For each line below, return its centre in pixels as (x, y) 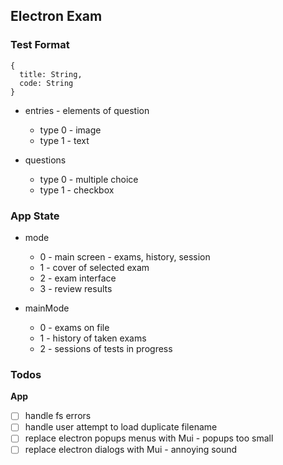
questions (45, 160)
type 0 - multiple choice (89, 179)
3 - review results (76, 288)
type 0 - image (70, 130)
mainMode (47, 308)
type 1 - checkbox (77, 190)
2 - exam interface (78, 278)
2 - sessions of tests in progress (106, 348)
